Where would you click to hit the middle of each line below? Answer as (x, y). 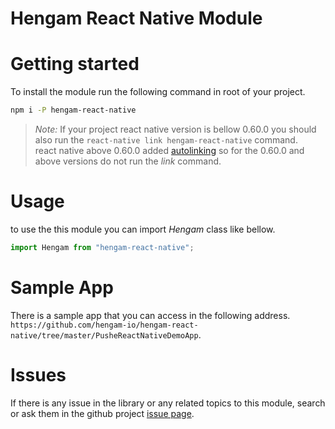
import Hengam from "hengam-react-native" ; (102, 247)
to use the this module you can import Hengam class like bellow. (143, 229)
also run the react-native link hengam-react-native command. (166, 140)
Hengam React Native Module (136, 18)
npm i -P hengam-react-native (73, 110)
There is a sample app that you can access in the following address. (150, 315)
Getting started (75, 64)
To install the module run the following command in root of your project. (158, 92)
